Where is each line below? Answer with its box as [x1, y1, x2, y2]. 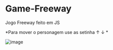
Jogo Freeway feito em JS [5, 19, 60, 25]
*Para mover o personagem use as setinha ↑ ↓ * [5, 29, 108, 35]
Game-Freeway [5, 3, 72, 14]
